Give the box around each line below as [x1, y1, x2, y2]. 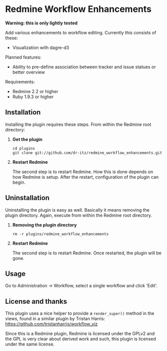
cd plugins [12, 146, 35, 151]
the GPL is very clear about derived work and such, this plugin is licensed [5, 336, 156, 342]
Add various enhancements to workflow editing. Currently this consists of [5, 29, 157, 35]
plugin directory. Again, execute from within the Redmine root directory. [5, 212, 152, 218]
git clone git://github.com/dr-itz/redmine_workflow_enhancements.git [12, 150, 163, 155]
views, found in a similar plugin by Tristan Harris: [5, 316, 106, 322]
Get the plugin [12, 136, 43, 142]
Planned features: [5, 54, 41, 60]
